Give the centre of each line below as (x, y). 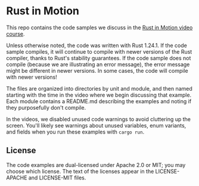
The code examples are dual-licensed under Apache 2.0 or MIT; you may (96, 165)
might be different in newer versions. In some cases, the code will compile (97, 70)
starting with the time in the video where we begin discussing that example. (99, 95)
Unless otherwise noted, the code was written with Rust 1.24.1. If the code (97, 45)
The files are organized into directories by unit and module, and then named (99, 88)
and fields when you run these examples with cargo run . (75, 132)
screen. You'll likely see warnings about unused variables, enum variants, (96, 125)
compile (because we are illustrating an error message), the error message (98, 64)
